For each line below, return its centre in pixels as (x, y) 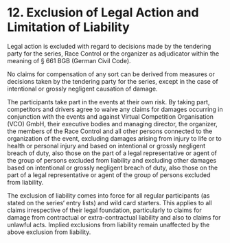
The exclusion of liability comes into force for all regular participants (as (108, 195)
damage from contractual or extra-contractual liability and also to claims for (114, 217)
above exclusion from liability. (49, 232)
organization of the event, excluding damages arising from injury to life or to (114, 138)
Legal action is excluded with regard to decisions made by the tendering (109, 46)
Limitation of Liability (69, 27)
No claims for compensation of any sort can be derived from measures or (111, 74)
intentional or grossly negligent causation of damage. (82, 89)
